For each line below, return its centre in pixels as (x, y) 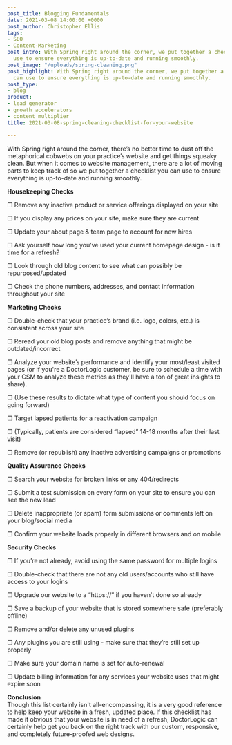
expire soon (24, 683)
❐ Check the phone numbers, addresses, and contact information (101, 286)
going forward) (28, 404)
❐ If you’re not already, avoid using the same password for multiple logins (112, 560)
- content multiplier (38, 116)
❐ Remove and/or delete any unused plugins (71, 629)
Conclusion (24, 697)
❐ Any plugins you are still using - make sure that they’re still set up (104, 642)
